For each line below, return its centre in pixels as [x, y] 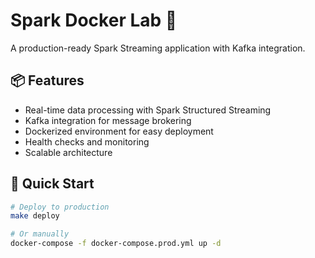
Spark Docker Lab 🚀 [94, 20]
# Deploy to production [60, 207]
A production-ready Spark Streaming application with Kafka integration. [158, 48]
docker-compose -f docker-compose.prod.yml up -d [116, 244]
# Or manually [40, 234]
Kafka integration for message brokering [108, 120]
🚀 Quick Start [52, 184]
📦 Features [47, 80]
